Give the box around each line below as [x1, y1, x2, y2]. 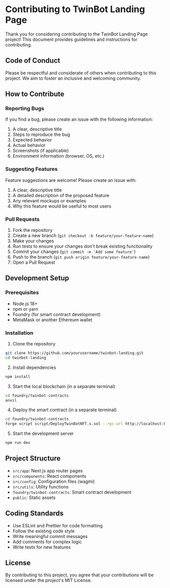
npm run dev [5, 440, 30, 446]
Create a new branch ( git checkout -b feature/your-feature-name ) [12, 232, 154, 238]
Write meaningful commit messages [12, 533, 88, 539]
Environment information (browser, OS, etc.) [12, 153, 105, 159]
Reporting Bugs [5, 105, 45, 112]
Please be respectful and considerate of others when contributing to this [5, 70, 157, 76]
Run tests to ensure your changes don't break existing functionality [12, 243, 153, 250]
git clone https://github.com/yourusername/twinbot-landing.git [5, 351, 144, 356]
